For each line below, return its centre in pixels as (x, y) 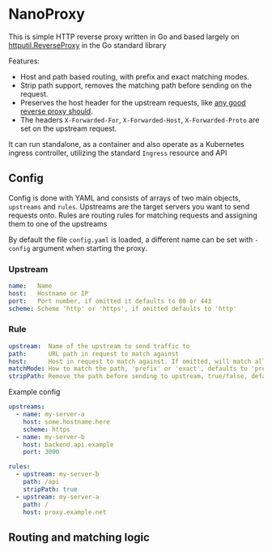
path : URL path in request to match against (94, 354)
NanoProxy (47, 14)
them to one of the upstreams (58, 223)
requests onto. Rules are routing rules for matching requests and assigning (133, 215)
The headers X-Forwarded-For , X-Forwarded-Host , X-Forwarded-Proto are (140, 119)
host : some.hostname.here (67, 422)
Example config (34, 392)
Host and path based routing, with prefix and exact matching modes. (134, 76)
